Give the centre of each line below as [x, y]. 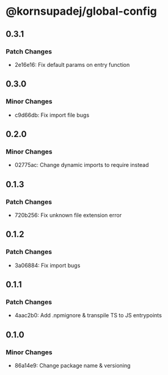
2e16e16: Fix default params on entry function [72, 64]
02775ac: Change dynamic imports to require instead [82, 165]
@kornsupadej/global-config [81, 11]
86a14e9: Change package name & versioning [72, 365]
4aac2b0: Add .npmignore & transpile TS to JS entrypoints [88, 315]
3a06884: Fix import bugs [47, 265]
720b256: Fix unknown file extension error [68, 215]
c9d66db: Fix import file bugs [52, 115]
